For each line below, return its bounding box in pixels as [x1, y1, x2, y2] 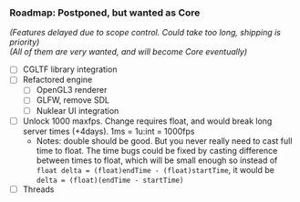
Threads [22, 184, 55, 195]
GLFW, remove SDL [36, 95, 109, 106]
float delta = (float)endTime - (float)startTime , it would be [36, 164, 275, 175]
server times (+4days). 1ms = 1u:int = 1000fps [22, 126, 195, 136]
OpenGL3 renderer [36, 85, 108, 96]
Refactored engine [22, 75, 93, 86]
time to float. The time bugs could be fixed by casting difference [36, 145, 278, 156]
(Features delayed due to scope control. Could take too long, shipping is [9, 27, 281, 38]
